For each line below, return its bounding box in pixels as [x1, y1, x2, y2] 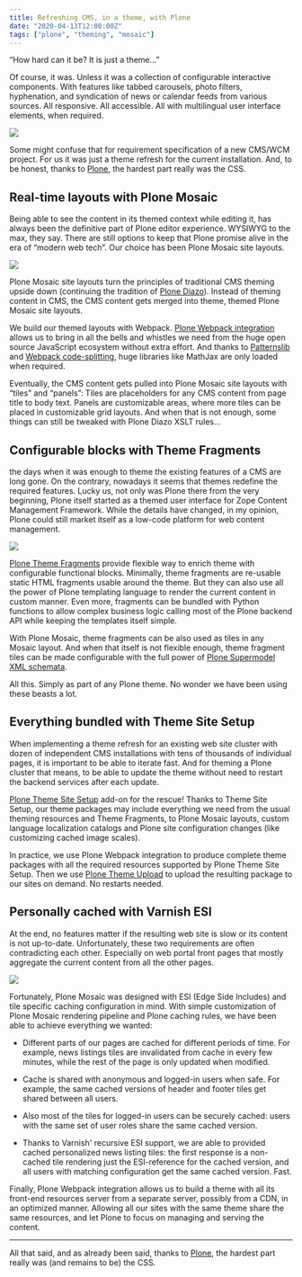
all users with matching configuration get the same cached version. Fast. [22, 1165, 292, 1176]
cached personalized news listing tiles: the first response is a [22, 1147, 249, 1157]
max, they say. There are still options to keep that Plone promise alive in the [9, 233, 289, 244]
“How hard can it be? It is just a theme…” [9, 55, 160, 66]
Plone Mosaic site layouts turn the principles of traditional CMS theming [9, 276, 275, 288]
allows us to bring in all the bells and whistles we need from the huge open [9, 332, 286, 343]
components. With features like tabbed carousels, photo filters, [9, 82, 243, 93]
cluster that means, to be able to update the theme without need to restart [9, 766, 283, 778]
